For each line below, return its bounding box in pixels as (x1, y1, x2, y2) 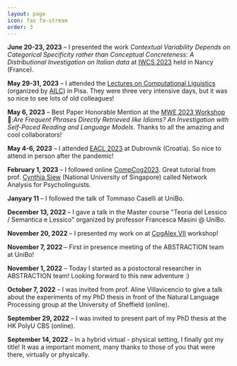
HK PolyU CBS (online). (7, 321, 76, 330)
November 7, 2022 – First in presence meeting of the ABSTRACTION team (7, 243, 224, 251)
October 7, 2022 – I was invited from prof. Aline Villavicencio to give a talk (7, 285, 223, 294)
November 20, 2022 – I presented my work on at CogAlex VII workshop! (7, 229, 219, 238)
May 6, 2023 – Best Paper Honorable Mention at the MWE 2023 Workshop (7, 108, 226, 117)
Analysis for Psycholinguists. (7, 181, 91, 189)
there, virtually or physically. (7, 350, 90, 359)
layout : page (7, 10, 46, 18)
